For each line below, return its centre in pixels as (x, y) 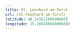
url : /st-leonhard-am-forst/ (35, 14)
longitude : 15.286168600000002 (38, 24)
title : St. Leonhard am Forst (37, 10)
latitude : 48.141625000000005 (37, 19)
